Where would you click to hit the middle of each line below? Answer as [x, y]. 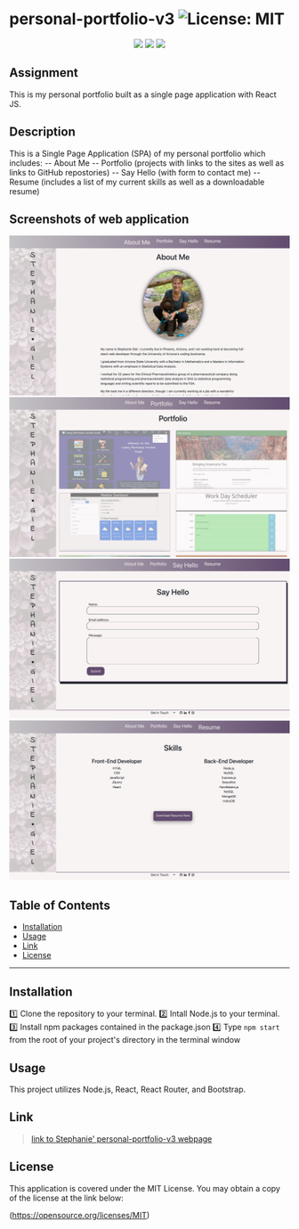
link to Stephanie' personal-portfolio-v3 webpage [121, 1139]
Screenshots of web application [99, 219]
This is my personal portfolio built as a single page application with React [143, 94]
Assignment [44, 73]
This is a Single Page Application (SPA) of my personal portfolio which [137, 153]
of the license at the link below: [66, 1198]
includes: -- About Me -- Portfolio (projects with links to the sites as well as [147, 163]
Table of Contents [60, 906]
